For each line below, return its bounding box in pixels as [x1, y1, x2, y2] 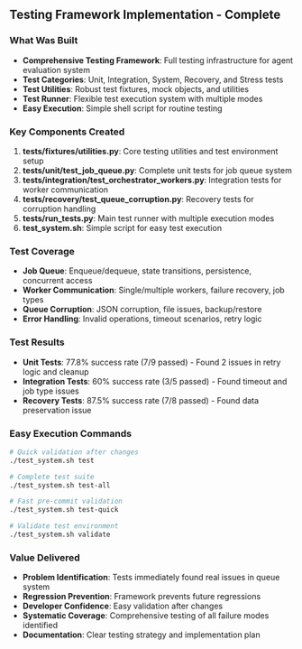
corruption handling [22, 203, 96, 214]
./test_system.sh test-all [9, 480, 111, 490]
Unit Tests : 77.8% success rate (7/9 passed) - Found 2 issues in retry [22, 357, 281, 367]
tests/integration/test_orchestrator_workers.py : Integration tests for [22, 174, 282, 185]
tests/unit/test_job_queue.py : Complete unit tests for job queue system [22, 164, 293, 175]
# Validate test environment [9, 522, 119, 531]
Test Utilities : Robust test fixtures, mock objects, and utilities [22, 83, 250, 94]
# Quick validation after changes [9, 447, 140, 457]
